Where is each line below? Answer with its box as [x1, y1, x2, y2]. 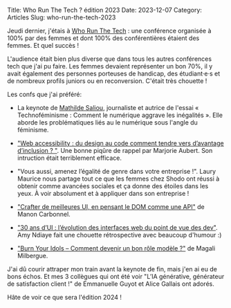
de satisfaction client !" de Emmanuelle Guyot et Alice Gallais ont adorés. [7, 280, 214, 288]
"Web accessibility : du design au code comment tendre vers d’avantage [17, 139, 224, 147]
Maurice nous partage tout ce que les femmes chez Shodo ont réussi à [17, 174, 220, 183]
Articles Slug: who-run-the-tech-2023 [7, 13, 116, 21]
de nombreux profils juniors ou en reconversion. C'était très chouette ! [7, 77, 207, 85]
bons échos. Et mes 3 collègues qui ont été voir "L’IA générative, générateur [7, 273, 225, 280]
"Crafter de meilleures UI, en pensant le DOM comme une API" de [17, 203, 205, 210]
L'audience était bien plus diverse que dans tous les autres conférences [7, 55, 212, 63]
